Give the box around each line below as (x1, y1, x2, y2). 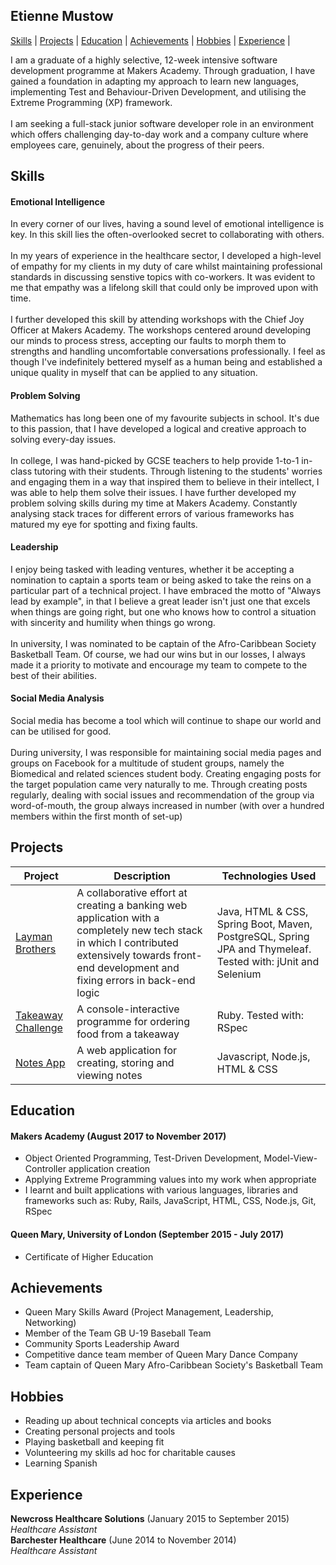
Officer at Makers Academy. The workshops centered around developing (10, 324, 312, 336)
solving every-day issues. (10, 433, 117, 445)
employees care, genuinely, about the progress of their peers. (10, 139, 265, 151)
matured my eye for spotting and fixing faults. (10, 518, 198, 530)
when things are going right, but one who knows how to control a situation (10, 605, 317, 618)
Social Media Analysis (10, 692, 105, 704)
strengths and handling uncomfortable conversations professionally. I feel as (10, 345, 326, 358)
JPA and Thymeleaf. (216, 942, 312, 956)
